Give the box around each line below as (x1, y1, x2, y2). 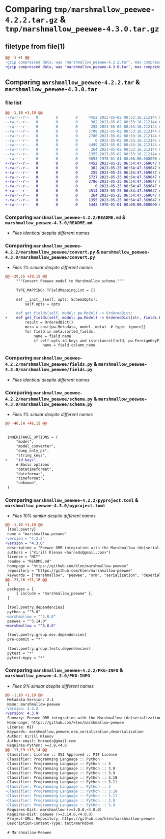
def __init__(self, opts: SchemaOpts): (16, 297, 98, 302)
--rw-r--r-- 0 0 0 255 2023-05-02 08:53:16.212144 (5, 124, 157, 129)
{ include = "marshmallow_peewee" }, (16, 591, 93, 596)
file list (5, 99, 22, 106)
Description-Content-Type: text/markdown (7, 821, 93, 826)
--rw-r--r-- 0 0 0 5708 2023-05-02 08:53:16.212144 (5, 129, 157, 134)
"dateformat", (16, 471, 45, 476)
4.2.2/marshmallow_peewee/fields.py (5, 361, 93, 367)
